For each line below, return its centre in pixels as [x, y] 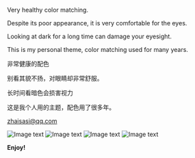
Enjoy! [16, 147]
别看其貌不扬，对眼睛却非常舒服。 [55, 78]
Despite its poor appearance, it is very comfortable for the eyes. [97, 23]
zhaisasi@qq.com [32, 121]
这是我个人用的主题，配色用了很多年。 [61, 107]
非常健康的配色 [28, 64]
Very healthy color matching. [48, 10]
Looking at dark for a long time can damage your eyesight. [90, 36]
